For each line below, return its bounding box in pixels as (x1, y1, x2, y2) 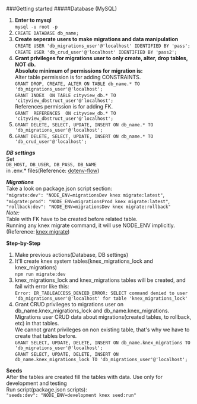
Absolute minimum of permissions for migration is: (14, 67, 144, 74)
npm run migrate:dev (14, 271, 66, 277)
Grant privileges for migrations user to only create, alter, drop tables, (14, 55, 188, 61)
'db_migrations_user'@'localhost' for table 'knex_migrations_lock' (14, 296, 188, 302)
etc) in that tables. (14, 320, 59, 327)
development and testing (6, 380, 67, 387)
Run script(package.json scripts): (6, 386, 87, 393)
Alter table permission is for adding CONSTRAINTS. (14, 74, 141, 80)
